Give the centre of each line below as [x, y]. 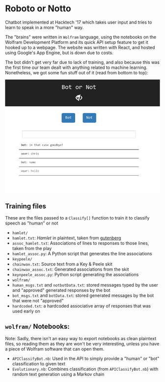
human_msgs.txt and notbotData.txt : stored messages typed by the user [85, 285]
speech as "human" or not [32, 223]
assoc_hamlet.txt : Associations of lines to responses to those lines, [81, 243]
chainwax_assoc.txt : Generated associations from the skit [70, 269]
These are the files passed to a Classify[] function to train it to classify [77, 218]
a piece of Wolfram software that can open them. [55, 349]
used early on [26, 311]
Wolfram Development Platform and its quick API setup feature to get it [77, 42]
